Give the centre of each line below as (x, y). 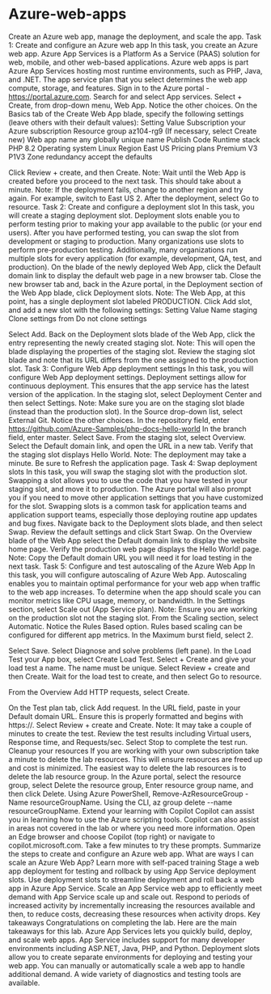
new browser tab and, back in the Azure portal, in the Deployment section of (135, 284)
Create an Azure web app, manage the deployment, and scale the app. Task (135, 36)
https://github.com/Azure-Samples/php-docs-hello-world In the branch (127, 429)
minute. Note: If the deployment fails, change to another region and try (126, 189)
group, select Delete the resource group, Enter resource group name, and (131, 785)
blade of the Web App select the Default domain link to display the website (133, 540)
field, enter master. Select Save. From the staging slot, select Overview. (127, 437)
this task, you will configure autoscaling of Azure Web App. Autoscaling (127, 574)
